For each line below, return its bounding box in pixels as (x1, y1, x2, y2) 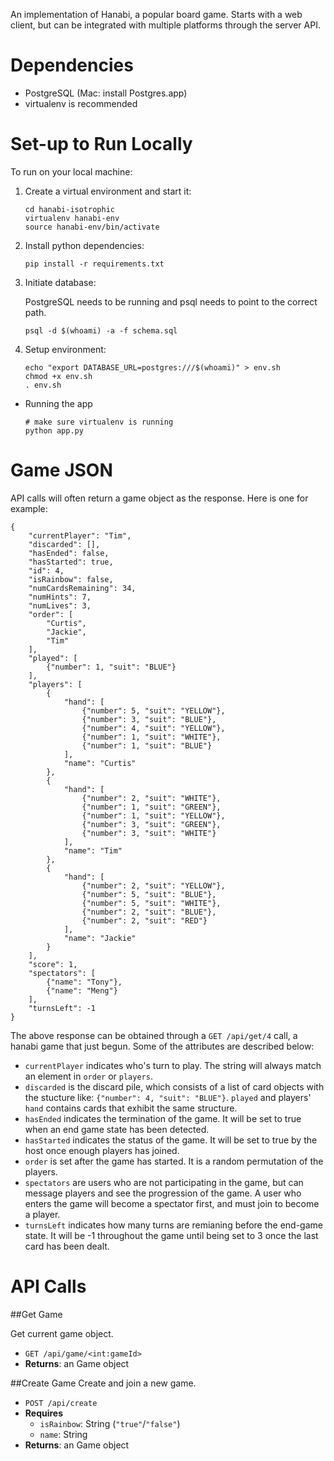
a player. (24, 1208, 61, 1220)
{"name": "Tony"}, (46, 977, 123, 987)
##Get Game (10, 1308, 63, 1320)
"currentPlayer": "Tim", (28, 530, 132, 541)
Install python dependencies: (24, 239, 145, 251)
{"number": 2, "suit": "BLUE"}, (81, 907, 217, 917)
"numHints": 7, (28, 592, 92, 602)
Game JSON (10, 459, 113, 482)
